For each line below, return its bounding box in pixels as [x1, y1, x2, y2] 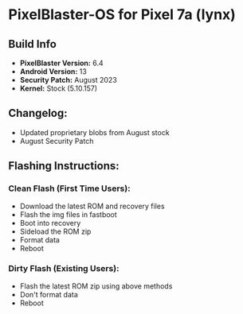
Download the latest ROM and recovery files [19, 201, 165, 211]
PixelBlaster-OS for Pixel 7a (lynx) [8, 6, 237, 24]
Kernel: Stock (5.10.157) [19, 83, 98, 93]
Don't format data [19, 289, 78, 299]
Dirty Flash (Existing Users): [8, 263, 120, 274]
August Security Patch [19, 136, 94, 145]
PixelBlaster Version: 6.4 [19, 58, 104, 68]
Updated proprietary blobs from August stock [19, 127, 170, 137]
